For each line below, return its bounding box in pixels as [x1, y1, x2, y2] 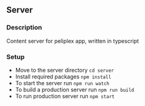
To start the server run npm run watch [15, 79, 109, 86]
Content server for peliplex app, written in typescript [6, 37, 139, 45]
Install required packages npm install [15, 73, 112, 80]
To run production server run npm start [15, 92, 115, 100]
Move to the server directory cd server [15, 66, 114, 74]
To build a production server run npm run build [15, 86, 135, 93]
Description [6, 23, 42, 32]
